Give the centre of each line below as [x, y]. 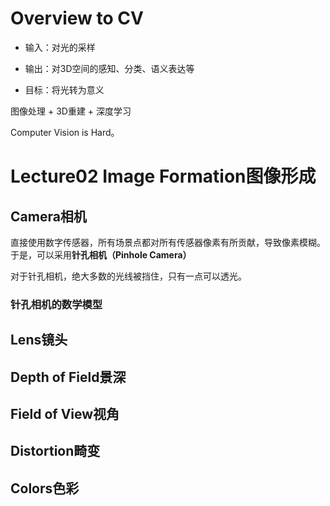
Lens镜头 [39, 340]
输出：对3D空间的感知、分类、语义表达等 [109, 68]
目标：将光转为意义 [64, 89]
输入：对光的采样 [60, 47]
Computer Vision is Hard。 [65, 132]
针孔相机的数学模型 [56, 304]
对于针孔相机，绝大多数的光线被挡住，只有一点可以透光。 [128, 276]
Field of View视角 [65, 414]
